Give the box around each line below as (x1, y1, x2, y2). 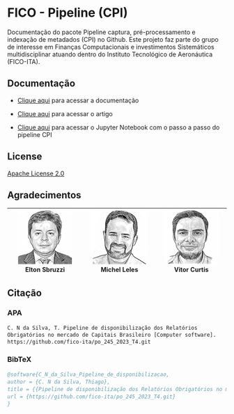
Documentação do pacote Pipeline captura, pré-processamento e (7, 28, 196, 36)
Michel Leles (100, 265, 139, 273)
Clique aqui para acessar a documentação (17, 96, 139, 104)
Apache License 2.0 (7, 169, 65, 177)
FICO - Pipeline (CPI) (7, 5, 128, 21)
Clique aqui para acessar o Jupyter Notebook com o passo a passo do (17, 123, 220, 132)
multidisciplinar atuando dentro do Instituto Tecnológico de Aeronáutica (7, 50, 213, 58)
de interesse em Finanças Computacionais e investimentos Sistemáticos (7, 42, 214, 51)
